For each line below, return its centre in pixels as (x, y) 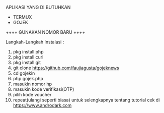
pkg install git (27, 62)
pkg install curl (28, 57)
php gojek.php (28, 78)
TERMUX (22, 17)
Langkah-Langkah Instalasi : (35, 42)
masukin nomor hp (32, 84)
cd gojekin (24, 73)
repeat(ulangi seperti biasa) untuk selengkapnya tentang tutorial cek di (86, 100)
